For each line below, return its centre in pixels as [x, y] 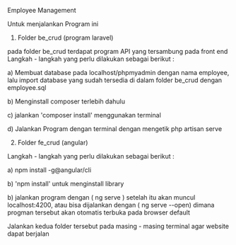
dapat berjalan [28, 234]
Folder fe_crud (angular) [53, 142]
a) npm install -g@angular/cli [49, 170]
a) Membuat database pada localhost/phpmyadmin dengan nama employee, [118, 73]
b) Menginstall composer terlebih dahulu [66, 101]
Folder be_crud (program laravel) [65, 38]
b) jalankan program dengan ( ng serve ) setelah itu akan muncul [101, 197]
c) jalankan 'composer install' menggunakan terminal [84, 115]
